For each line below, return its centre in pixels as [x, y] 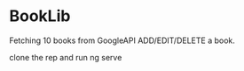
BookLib [40, 16]
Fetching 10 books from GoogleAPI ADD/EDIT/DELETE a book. [122, 40]
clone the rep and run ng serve [66, 57]
